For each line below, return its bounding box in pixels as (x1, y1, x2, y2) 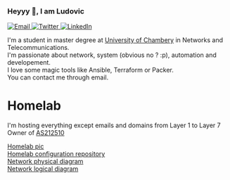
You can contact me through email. (7, 73, 109, 82)
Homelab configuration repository (7, 150, 106, 158)
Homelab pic (7, 142, 44, 150)
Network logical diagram (7, 165, 79, 173)
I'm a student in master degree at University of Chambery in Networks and (7, 36, 224, 44)
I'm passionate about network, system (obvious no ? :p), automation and (7, 51, 217, 59)
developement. (7, 58, 51, 67)
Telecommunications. (7, 44, 70, 52)
